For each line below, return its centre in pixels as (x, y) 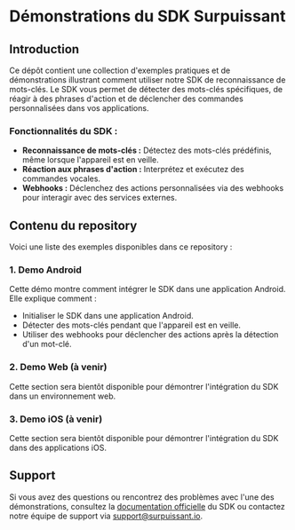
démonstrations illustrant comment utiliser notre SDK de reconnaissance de (147, 80)
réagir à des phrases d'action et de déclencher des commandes (127, 99)
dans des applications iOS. (58, 447)
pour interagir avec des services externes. (100, 198)
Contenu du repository (73, 225)
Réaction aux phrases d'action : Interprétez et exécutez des (133, 170)
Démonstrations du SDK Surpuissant (147, 16)
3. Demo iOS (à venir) (56, 419)
